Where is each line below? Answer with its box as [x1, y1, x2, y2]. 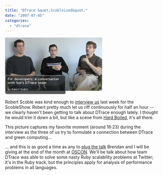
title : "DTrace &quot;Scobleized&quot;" [5, 8, 88, 13]
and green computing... [5, 135, 52, 140]
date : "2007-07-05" [5, 13, 45, 18]
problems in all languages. [5, 165, 58, 171]
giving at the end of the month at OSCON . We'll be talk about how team [5, 149, 147, 155]
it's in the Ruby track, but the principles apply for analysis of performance [5, 159, 152, 165]
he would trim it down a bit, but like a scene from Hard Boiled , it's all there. [5, 115, 154, 120]
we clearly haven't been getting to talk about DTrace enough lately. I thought [5, 110, 158, 116]
